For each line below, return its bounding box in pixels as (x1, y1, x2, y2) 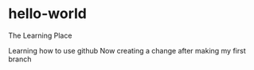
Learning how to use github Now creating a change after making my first (8, 46, 246, 55)
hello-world (8, 5, 88, 23)
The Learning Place (8, 31, 72, 40)
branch (8, 54, 32, 64)
